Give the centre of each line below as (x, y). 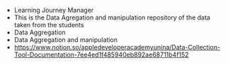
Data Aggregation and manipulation (66, 40)
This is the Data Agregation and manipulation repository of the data (112, 17)
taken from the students (49, 25)
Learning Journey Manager (54, 10)
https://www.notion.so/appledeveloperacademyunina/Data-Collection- (117, 47)
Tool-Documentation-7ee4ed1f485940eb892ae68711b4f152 (101, 55)
